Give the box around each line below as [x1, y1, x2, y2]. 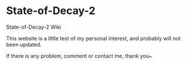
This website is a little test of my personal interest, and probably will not [6, 35, 181, 42]
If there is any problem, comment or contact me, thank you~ [6, 52, 153, 59]
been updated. [6, 41, 42, 48]
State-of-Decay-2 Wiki [6, 23, 62, 30]
